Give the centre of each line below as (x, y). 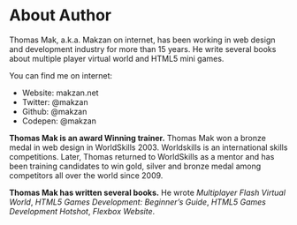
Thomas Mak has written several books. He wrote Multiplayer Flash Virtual (147, 192)
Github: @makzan (54, 111)
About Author (61, 15)
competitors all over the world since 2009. (86, 175)
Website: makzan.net (60, 93)
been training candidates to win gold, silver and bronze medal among (135, 166)
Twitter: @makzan (55, 101)
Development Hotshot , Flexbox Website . (82, 211)
